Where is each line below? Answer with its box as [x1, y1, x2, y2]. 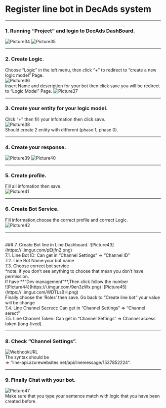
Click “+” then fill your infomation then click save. [5, 116, 106, 122]
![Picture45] [102, 284, 127, 290]
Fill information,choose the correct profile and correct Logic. [5, 217, 128, 223]
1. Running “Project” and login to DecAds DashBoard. [5, 27, 135, 34]
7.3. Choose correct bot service [5, 263, 69, 269]
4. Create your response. [5, 144, 66, 151]
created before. [5, 398, 37, 405]
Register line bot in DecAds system [5, 3, 152, 15]
